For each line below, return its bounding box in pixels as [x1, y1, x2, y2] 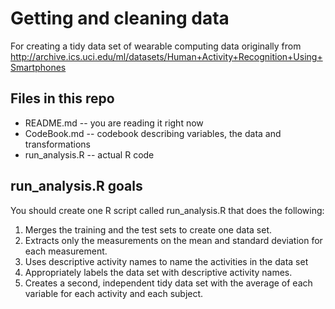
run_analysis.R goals [10, 178, 143, 195]
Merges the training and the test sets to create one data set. [24, 223, 272, 236]
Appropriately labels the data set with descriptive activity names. [24, 266, 293, 278]
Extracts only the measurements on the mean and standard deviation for [24, 234, 323, 246]
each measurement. [24, 245, 108, 257]
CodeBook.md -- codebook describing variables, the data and [24, 127, 282, 139]
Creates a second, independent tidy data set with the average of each [24, 277, 313, 289]
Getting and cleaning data [10, 7, 230, 30]
